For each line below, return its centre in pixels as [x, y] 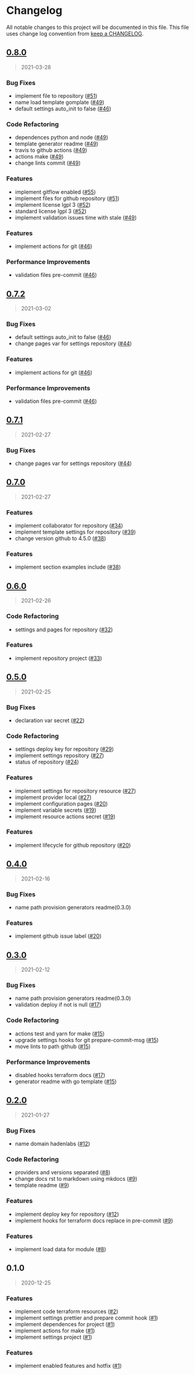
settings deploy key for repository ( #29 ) [64, 749]
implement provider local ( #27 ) [53, 797]
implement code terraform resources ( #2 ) [67, 1312]
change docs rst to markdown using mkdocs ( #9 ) [76, 1179]
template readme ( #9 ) [42, 1185]
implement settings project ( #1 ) [53, 1337]
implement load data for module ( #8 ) [60, 1249]
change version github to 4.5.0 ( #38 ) [60, 539]
